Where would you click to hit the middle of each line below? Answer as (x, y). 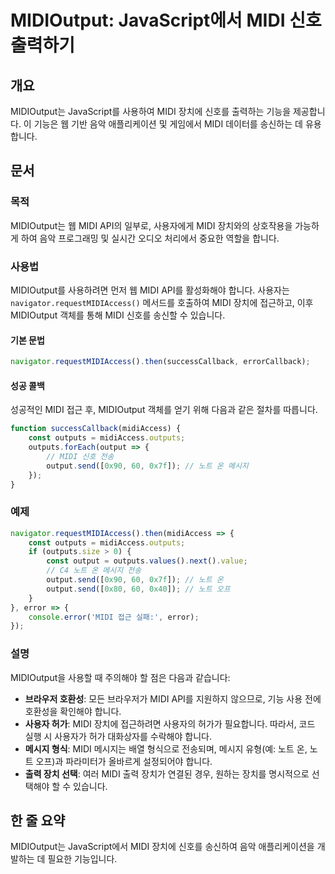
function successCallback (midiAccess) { (96, 429)
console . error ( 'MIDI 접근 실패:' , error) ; (114, 617)
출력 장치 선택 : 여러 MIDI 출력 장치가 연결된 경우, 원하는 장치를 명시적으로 (167, 773)
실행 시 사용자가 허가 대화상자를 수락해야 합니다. (118, 736)
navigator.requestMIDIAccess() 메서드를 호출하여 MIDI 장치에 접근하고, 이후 (162, 302)
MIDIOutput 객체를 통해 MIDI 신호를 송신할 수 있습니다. (118, 315)
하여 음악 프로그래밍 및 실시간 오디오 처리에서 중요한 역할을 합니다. (150, 238)
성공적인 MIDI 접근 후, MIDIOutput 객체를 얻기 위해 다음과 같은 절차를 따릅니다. (164, 410)
